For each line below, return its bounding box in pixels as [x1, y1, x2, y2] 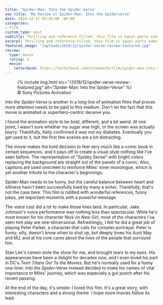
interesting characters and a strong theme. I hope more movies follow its [5, 290, 150, 296]
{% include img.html [17, 79, 58, 85]
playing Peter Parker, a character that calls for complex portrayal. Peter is [5, 225, 151, 230]
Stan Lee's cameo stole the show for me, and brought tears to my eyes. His [5, 250, 156, 255]
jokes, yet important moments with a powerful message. [5, 195, 117, 200]
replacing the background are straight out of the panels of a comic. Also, [5, 159, 150, 165]
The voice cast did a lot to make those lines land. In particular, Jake [5, 204, 140, 210]
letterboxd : [14, 66, 38, 71]
